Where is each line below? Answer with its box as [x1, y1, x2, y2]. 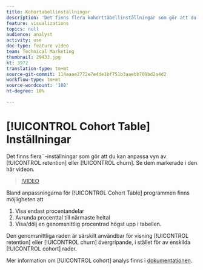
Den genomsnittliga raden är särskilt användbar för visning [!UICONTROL [6, 232, 189, 239]
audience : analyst [6, 32, 53, 38]
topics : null [6, 26, 39, 32]
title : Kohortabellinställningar [6, 9, 91, 15]
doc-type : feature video [6, 43, 69, 49]
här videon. [6, 165, 35, 173]
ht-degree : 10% [6, 88, 45, 94]
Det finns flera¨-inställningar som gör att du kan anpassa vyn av [6, 153, 167, 160]
